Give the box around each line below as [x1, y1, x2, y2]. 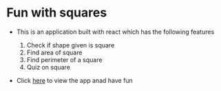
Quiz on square [26, 63, 70, 71]
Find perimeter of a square [26, 55, 103, 63]
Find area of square [26, 48, 83, 57]
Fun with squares [6, 5, 107, 21]
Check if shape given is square [26, 41, 115, 49]
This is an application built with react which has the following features [16, 28, 215, 36]
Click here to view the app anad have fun [16, 76, 134, 84]
